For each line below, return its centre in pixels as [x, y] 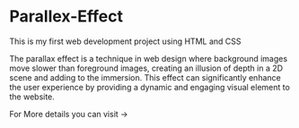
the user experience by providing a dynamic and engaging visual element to [149, 87]
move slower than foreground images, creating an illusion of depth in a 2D [146, 68]
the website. [32, 97]
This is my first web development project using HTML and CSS [125, 41]
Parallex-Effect [66, 17]
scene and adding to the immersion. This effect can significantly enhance [145, 77]
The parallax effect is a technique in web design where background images [149, 58]
